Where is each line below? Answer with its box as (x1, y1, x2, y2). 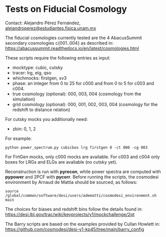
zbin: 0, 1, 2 (12, 125, 36, 132)
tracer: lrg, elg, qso (12, 69, 52, 75)
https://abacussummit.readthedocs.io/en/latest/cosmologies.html (5, 45, 139, 51)
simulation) (12, 96, 36, 102)
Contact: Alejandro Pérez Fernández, (5, 20, 81, 26)
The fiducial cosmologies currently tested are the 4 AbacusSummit (5, 35, 142, 41)
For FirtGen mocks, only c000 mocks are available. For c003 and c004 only (5, 154, 160, 160)
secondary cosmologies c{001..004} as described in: (5, 40, 114, 46)
